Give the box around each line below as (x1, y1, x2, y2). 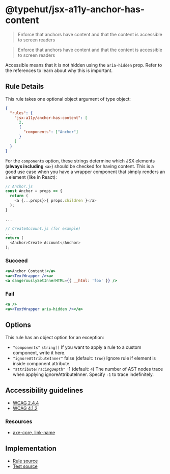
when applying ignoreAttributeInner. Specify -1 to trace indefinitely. (12, 371, 154, 377)
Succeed (5, 257, 28, 264)
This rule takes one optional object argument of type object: (5, 96, 131, 102)
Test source (12, 463, 38, 469)
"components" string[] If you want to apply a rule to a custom (12, 344, 141, 350)
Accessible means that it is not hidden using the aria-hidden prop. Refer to (5, 62, 162, 68)
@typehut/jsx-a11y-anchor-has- (5, 4, 145, 15)
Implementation (5, 444, 57, 453)
